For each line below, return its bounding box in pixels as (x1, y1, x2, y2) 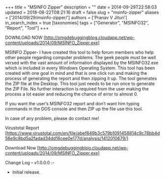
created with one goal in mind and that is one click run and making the (5, 70, 147, 76)
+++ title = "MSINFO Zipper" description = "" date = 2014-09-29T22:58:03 (5, 4, 157, 10)
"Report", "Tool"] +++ (5, 25, 49, 31)
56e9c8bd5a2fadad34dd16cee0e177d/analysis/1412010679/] (5, 135, 129, 141)
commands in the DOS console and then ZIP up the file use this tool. (5, 106, 143, 112)
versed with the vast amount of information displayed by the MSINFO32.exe (5, 60, 159, 65)
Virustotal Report (5, 125, 39, 131)
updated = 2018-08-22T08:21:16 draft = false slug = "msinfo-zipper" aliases (5, 9, 159, 15)
